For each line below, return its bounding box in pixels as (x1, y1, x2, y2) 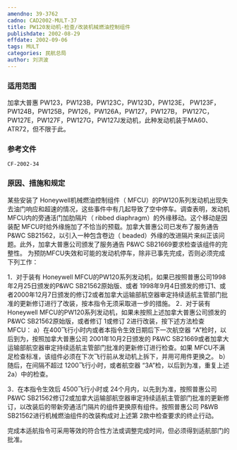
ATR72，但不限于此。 (7, 125, 70, 134)
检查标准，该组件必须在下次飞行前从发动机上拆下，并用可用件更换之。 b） (13, 352, 229, 360)
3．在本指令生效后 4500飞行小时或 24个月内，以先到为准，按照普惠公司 (7, 384, 217, 393)
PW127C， (182, 107, 214, 116)
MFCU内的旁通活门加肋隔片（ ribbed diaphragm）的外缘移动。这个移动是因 (7, 213, 228, 222)
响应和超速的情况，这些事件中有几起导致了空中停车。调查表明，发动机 (25, 204, 230, 213)
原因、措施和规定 (7, 178, 66, 188)
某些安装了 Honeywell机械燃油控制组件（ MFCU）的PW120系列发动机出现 (7, 196, 222, 204)
